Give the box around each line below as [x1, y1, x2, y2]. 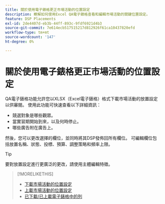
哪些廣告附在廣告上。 [12, 124, 55, 130]
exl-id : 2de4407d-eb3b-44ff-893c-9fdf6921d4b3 [5, 21, 102, 26]
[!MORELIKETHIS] [17, 171, 54, 177]
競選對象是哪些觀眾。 [12, 112, 55, 118]
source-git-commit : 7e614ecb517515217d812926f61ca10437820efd [5, 26, 135, 30]
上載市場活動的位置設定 [24, 187, 72, 193]
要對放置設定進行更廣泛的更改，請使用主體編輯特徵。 [5, 161, 113, 167]
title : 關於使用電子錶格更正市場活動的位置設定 [5, 7, 90, 12]
